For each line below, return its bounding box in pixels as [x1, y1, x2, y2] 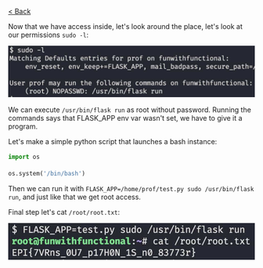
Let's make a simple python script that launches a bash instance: [8, 137, 218, 147]
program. [8, 121, 38, 132]
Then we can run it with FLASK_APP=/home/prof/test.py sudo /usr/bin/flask [8, 183, 254, 193]
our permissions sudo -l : [8, 31, 89, 39]
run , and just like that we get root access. [8, 192, 141, 201]
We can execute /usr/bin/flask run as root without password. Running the [8, 105, 252, 114]
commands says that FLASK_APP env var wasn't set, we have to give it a [8, 114, 243, 123]
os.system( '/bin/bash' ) [8, 170, 86, 178]
